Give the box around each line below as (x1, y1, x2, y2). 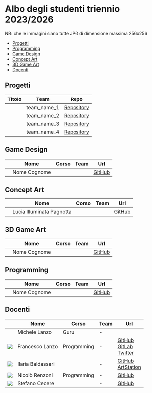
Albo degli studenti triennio (5, 3, 120, 15)
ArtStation (117, 363, 141, 370)
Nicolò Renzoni (17, 372, 53, 379)
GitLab (117, 343, 133, 350)
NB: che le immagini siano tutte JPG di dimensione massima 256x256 (5, 30, 148, 36)
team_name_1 (26, 104, 60, 111)
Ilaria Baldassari (17, 360, 55, 367)
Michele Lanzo (17, 328, 52, 335)
